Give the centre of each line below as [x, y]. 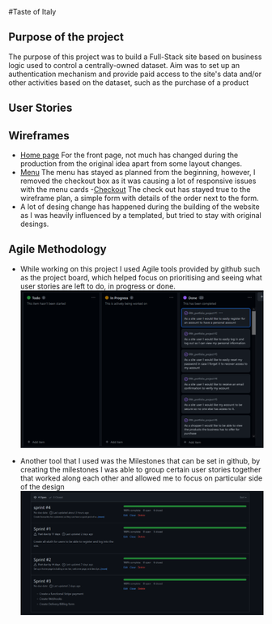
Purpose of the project [66, 37]
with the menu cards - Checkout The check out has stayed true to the [135, 190]
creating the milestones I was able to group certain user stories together [140, 470]
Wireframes [39, 136]
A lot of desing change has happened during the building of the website [140, 207]
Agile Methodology [57, 249]
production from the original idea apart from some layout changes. [131, 164]
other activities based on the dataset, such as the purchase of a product [129, 82]
